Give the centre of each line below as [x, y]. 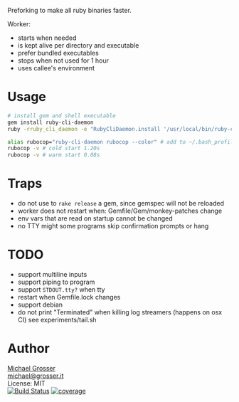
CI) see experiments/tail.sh [57, 320]
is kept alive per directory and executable [78, 45]
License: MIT [26, 383]
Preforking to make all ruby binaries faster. [69, 10]
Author [28, 349]
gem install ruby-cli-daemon [51, 122]
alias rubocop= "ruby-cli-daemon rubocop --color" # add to [97, 142]
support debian [40, 305]
